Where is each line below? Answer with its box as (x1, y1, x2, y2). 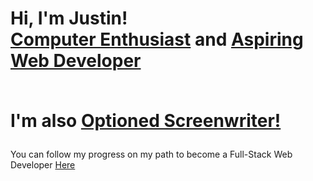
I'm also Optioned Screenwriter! (10, 110, 282, 132)
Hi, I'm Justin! (10, 7, 128, 30)
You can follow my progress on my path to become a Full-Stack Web (10, 148, 293, 161)
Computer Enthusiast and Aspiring (10, 28, 304, 51)
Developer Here (10, 159, 76, 171)
